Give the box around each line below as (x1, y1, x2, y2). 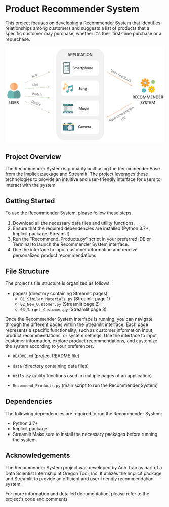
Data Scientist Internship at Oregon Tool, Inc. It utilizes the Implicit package (5, 470, 162, 476)
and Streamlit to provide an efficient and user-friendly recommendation (5, 475, 154, 482)
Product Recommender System (5, 3, 140, 15)
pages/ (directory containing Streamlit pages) (12, 290, 108, 297)
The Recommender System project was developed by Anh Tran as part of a (5, 464, 162, 470)
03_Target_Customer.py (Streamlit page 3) (20, 306, 107, 312)
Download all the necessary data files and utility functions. (12, 220, 135, 226)
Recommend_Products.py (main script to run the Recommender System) (12, 382, 158, 388)
